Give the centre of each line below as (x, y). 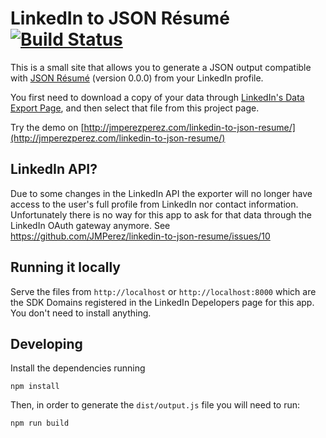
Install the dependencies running (78, 368)
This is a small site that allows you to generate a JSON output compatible (161, 67)
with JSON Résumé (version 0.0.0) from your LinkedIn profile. (137, 78)
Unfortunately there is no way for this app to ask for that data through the (161, 214)
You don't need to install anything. (81, 313)
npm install (35, 387)
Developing (46, 343)
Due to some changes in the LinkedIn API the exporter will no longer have (161, 193)
